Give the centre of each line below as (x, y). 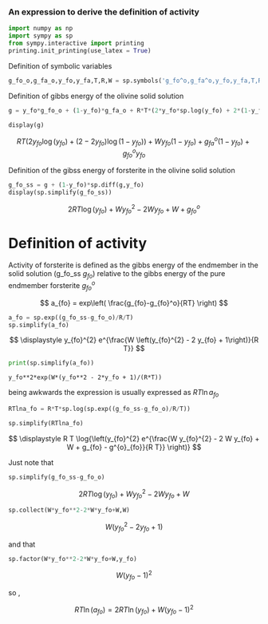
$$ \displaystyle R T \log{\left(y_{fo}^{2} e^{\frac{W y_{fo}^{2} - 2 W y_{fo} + (134, 438)
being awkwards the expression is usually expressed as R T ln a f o (114, 393)
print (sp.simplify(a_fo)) (51, 363)
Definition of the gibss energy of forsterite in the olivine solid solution (122, 171)
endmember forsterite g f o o (52, 286)
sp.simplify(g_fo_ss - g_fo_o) (57, 477)
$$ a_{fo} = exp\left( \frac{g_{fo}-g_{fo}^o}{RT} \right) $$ (134, 302)
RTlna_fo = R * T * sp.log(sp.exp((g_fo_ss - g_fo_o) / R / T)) (100, 409)
